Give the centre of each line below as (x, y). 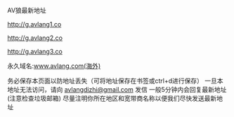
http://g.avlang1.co (34, 24)
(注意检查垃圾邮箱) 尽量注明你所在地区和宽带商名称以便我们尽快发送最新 (112, 98)
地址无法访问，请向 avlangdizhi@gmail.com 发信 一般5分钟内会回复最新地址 (117, 89)
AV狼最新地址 (27, 10)
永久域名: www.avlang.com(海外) (54, 66)
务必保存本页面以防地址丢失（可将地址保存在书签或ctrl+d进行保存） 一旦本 (115, 81)
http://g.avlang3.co (35, 51)
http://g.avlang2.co (35, 38)
